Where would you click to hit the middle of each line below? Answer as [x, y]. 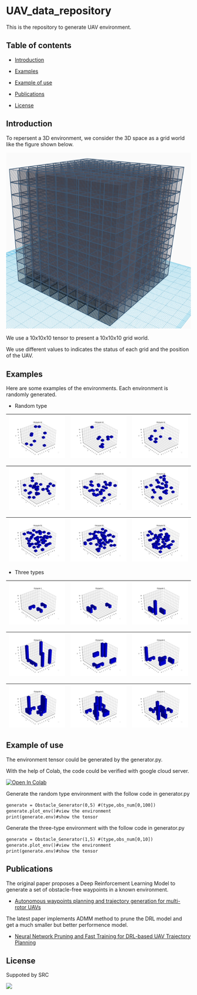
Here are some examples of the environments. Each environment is [87, 388]
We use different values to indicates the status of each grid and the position [98, 349]
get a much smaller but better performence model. [67, 924]
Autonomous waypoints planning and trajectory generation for [90, 901]
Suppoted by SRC [28, 975]
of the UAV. [20, 356]
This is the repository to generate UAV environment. [69, 27]
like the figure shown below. [40, 144]
